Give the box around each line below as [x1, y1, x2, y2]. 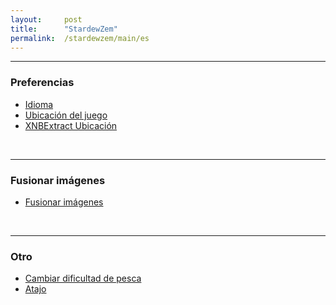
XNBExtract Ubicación [24, 119, 118, 131]
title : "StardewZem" [10, 24, 118, 34]
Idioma [24, 98, 54, 110]
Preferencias [10, 76, 75, 90]
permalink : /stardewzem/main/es [10, 33, 150, 43]
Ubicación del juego [24, 109, 108, 121]
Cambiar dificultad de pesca [24, 272, 142, 285]
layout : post [10, 14, 83, 25]
